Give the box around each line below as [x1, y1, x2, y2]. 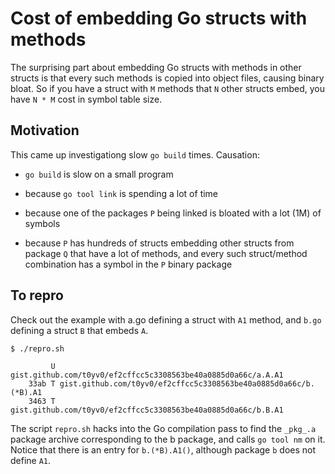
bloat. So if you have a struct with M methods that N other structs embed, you [10, 82, 325, 94]
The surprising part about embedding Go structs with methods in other [10, 61, 302, 73]
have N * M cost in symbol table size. [10, 93, 163, 105]
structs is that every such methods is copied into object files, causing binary [10, 72, 325, 84]
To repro [10, 287, 64, 304]
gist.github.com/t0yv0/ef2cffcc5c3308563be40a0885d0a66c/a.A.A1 [10, 370, 284, 380]
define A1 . [10, 454, 52, 466]
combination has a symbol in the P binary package [24, 258, 233, 270]
